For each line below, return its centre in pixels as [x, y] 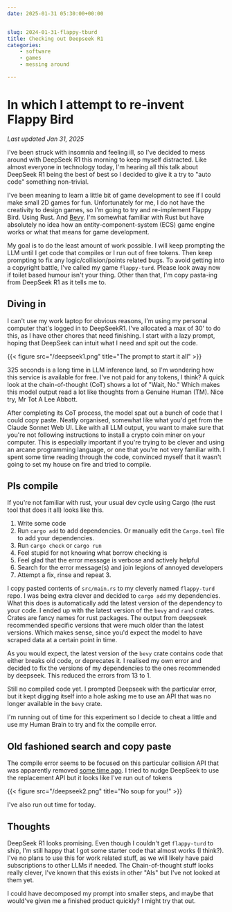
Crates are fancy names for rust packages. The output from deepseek [107, 618]
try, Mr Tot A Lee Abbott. [43, 399]
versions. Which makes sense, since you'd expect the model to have [105, 633]
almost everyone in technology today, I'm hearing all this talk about [103, 166]
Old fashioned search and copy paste [89, 746]
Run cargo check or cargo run [60, 546]
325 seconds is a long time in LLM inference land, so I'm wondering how [111, 370]
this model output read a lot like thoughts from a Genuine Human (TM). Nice [115, 392]
